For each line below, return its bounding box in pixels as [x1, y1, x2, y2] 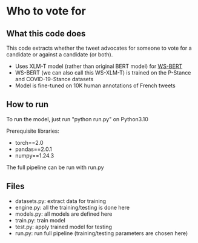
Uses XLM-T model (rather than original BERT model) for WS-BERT [15, 62, 183, 70]
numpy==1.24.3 [15, 151, 54, 159]
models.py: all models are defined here [15, 210, 113, 218]
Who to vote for [6, 4, 86, 18]
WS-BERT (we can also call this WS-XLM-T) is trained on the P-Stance [15, 69, 191, 76]
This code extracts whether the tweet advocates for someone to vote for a [6, 44, 192, 52]
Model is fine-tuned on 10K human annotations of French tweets [15, 82, 176, 89]
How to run [6, 99, 49, 110]
